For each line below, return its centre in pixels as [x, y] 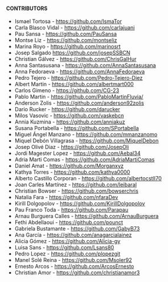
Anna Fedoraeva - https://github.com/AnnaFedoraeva [80, 72]
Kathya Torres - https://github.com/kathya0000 [73, 172]
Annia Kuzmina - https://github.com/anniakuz [70, 122]
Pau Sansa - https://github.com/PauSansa [65, 34]
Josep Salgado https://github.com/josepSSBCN [73, 53]
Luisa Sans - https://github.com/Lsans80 [64, 248]
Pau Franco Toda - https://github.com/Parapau [71, 210]
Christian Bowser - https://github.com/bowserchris [76, 191]
